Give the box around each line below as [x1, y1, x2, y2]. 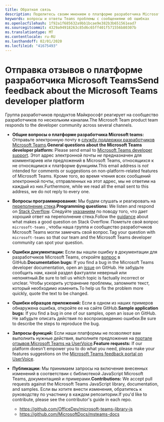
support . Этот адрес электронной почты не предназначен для [12, 152, 142, 158]
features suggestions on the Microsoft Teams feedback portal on [12, 351, 143, 357]
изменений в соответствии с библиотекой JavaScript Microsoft [12, 370, 143, 376]
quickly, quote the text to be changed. [12, 290, 89, 296]
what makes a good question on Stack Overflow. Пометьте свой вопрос [12, 219, 159, 224]
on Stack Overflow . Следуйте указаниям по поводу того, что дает [12, 208, 148, 214]
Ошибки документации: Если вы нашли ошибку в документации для [12, 249, 158, 255]
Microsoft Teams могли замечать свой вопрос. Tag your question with [12, 229, 155, 235]
